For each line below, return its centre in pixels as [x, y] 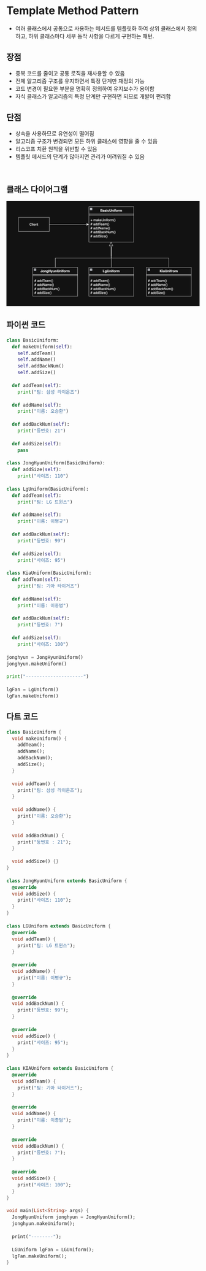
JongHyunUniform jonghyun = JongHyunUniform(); [74, 1217]
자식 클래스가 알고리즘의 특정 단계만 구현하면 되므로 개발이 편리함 [93, 96]
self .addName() [37, 359]
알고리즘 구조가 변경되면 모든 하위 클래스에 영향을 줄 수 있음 [86, 141]
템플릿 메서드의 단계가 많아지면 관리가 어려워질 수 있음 [80, 156]
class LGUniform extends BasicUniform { [59, 926]
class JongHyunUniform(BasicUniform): [56, 463]
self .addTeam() [37, 353]
